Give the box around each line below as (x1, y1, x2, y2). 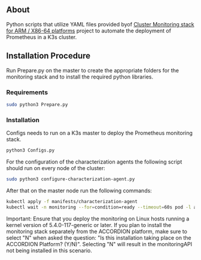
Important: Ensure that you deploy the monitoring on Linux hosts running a (6, 215, 190, 222)
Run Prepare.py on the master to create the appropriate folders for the (6, 66, 179, 74)
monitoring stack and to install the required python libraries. (6, 73, 154, 80)
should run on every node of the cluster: (6, 164, 106, 171)
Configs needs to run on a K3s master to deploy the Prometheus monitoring (6, 129, 193, 137)
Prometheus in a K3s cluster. (6, 33, 77, 41)
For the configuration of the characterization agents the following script (6, 158, 182, 165)
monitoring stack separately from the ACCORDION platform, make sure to (6, 228, 187, 235)
